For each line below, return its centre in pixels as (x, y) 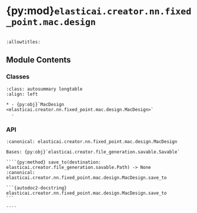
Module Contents (39, 60)
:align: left (22, 94)
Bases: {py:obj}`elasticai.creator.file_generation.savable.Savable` (93, 152)
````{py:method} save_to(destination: (54, 162)
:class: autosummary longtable (44, 89)
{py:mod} (30, 11)
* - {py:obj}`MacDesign (35, 104)
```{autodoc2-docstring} (36, 188)
